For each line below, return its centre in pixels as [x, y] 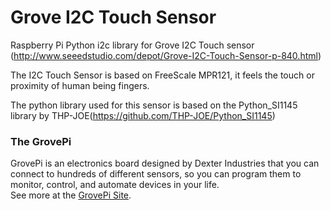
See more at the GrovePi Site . [71, 195]
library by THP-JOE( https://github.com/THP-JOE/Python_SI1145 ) [143, 115]
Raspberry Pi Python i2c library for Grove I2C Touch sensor [132, 45]
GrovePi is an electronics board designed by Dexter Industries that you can [165, 163]
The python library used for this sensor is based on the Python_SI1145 [154, 105]
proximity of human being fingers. [80, 85]
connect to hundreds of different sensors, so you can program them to [156, 174]
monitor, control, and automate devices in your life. [115, 185]
